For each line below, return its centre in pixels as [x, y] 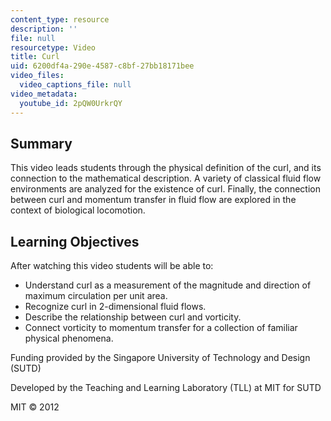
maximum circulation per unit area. [96, 296]
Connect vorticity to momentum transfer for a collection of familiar [161, 328]
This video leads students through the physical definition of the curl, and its [166, 168]
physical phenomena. [69, 338]
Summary [41, 143]
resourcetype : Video [53, 47]
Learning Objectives [75, 241]
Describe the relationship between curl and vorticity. [133, 317]
